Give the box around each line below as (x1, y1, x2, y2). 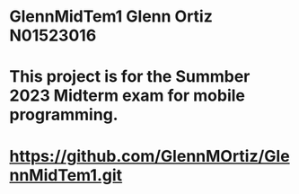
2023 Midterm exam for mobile (9, 85, 245, 106)
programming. (9, 105, 119, 125)
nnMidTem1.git (9, 164, 123, 185)
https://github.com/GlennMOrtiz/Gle (9, 145, 290, 166)
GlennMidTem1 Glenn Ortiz (9, 6, 213, 27)
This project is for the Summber (9, 66, 251, 87)
